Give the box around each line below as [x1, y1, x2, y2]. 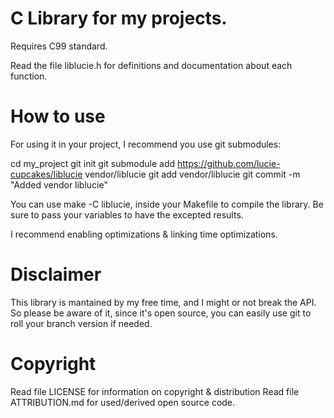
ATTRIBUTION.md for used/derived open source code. [10, 396, 236, 408]
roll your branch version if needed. [10, 317, 153, 329]
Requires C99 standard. [10, 40, 108, 52]
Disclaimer [10, 263, 102, 286]
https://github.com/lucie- [177, 157, 281, 169]
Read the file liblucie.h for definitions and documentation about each [10, 59, 293, 71]
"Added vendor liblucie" [10, 178, 108, 191]
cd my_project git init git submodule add [10, 157, 176, 169]
